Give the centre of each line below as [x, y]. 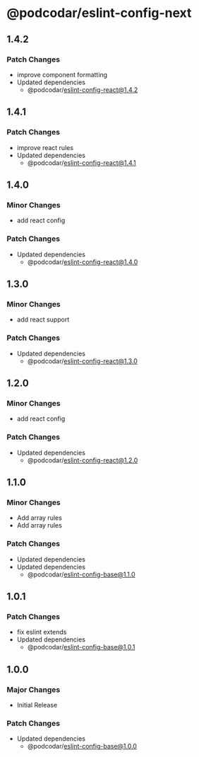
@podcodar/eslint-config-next [99, 13]
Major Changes [34, 690]
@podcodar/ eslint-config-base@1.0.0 [82, 746]
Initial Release [37, 705]
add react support [43, 319]
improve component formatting [62, 74]
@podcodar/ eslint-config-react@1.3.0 [83, 361]
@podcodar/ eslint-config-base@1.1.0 [81, 574]
